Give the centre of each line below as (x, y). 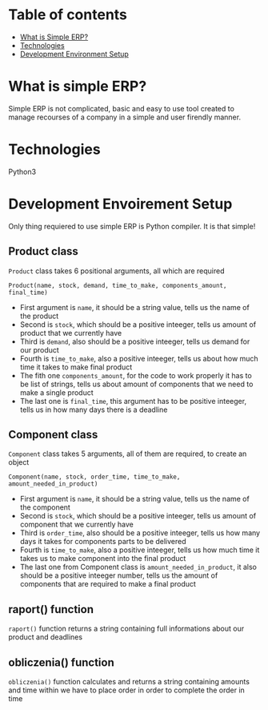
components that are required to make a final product (108, 584)
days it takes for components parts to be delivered (103, 542)
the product (39, 316)
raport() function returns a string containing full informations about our (126, 629)
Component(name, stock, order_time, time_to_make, (94, 477)
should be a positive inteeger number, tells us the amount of (119, 575)
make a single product (56, 392)
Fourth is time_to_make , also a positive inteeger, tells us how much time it (140, 550)
